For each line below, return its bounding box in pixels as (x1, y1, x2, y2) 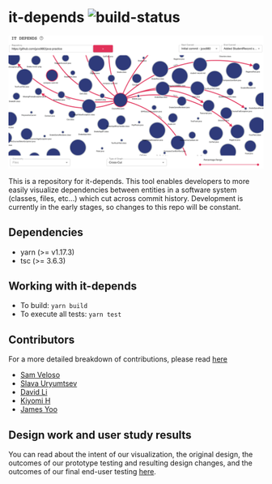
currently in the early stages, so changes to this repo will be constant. (8, 202, 241, 212)
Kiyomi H (19, 396, 51, 405)
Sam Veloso (19, 370, 61, 380)
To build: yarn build (19, 301, 87, 311)
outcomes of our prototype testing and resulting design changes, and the (8, 458, 253, 468)
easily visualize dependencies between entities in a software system (8, 185, 237, 195)
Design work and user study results (8, 428, 192, 442)
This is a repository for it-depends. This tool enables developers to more (8, 176, 250, 186)
